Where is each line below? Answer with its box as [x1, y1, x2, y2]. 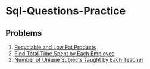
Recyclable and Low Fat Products [14, 43, 96, 51]
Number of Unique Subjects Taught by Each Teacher [14, 57, 144, 63]
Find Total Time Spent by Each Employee [14, 50, 115, 57]
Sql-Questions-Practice [5, 4, 126, 18]
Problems [5, 28, 42, 38]
